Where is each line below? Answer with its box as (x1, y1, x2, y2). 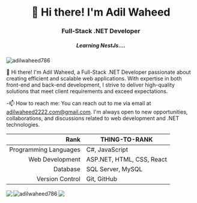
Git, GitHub (86, 175, 118, 183)
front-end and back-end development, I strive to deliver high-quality (6, 81, 175, 89)
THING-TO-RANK (100, 135, 153, 144)
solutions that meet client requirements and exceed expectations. (6, 88, 168, 95)
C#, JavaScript (86, 145, 128, 154)
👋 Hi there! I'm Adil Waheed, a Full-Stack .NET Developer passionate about (6, 68, 191, 76)
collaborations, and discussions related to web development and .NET (6, 115, 180, 122)
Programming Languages (9, 145, 81, 154)
